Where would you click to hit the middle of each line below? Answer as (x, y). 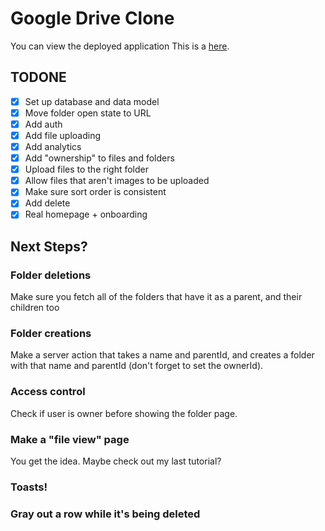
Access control (48, 392)
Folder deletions (51, 275)
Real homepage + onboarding (86, 214)
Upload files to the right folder (86, 169)
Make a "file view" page (70, 439)
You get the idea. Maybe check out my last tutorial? (116, 461)
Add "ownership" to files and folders (99, 158)
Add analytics (53, 146)
